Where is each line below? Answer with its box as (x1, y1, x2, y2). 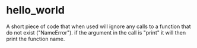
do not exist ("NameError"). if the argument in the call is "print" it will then (6, 29, 186, 36)
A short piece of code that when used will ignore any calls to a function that (6, 23, 191, 30)
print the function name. (6, 35, 65, 42)
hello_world (6, 4, 65, 17)
